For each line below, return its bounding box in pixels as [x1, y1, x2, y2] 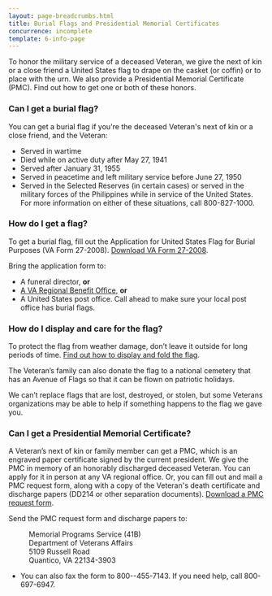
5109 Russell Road [28, 546, 91, 557]
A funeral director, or [19, 276, 91, 286]
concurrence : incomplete [8, 27, 93, 35]
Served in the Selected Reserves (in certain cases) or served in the [19, 181, 245, 190]
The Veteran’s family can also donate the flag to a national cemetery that [8, 366, 251, 376]
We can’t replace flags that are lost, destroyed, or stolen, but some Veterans [8, 390, 263, 400]
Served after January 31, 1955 [19, 163, 120, 173]
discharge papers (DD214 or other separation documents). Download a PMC [8, 489, 264, 499]
